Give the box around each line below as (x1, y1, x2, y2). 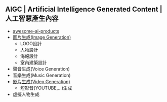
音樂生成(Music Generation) (12, 72, 71, 78)
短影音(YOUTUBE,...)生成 (20, 85, 72, 91)
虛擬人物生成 (12, 91, 39, 97)
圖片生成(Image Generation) (12, 34, 71, 40)
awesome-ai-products (12, 28, 60, 34)
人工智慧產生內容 (5, 14, 59, 23)
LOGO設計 (20, 40, 42, 46)
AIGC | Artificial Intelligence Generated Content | (5, 5, 163, 14)
